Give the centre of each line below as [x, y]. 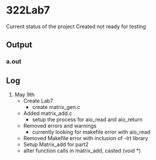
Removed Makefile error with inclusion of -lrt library [86, 138]
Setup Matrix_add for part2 [56, 145]
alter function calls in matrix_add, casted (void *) [82, 151]
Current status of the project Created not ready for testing [76, 26]
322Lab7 [28, 10]
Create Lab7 [38, 101]
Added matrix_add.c [48, 113]
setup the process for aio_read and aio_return [87, 120]
